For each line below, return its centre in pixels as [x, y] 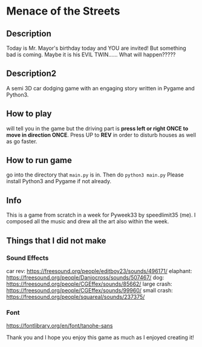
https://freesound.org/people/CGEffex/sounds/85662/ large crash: [89, 284]
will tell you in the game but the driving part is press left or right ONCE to [97, 128]
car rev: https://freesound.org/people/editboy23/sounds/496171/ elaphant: [99, 271]
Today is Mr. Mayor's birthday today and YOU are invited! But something [96, 48]
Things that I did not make [56, 241]
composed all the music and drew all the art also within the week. [88, 221]
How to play [29, 114]
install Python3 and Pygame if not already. [59, 181]
